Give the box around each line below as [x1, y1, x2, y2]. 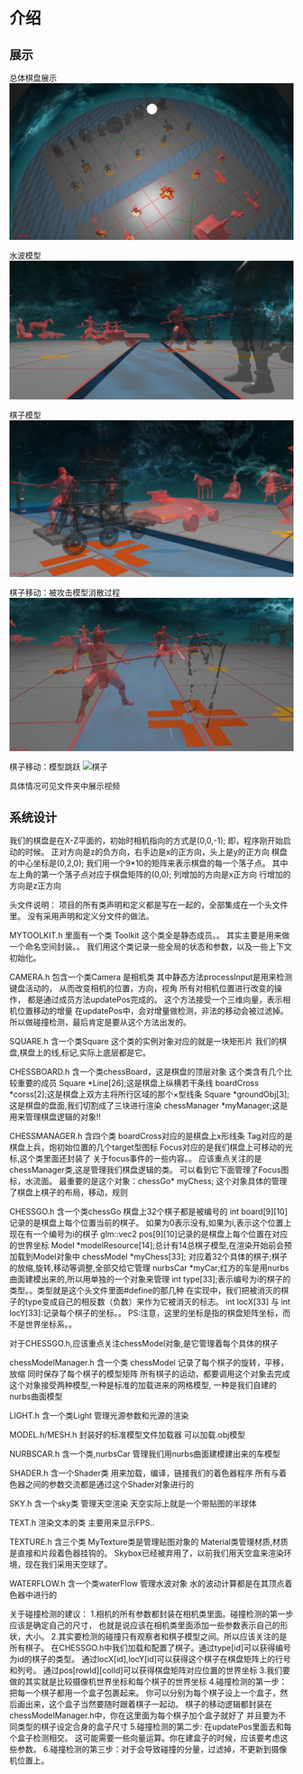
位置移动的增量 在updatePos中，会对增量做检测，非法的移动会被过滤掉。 [16, 1005, 289, 1016]
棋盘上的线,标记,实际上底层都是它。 [19, 1047, 151, 1058]
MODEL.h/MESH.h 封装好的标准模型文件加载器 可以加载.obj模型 [9, 1429, 246, 1439]
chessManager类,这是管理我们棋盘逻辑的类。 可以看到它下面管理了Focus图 [9, 1164, 289, 1175]
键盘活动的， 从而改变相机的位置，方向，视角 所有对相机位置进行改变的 [9, 982, 275, 993]
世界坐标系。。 [24, 1319, 77, 1329]
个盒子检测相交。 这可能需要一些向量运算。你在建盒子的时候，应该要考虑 [9, 1733, 280, 1743]
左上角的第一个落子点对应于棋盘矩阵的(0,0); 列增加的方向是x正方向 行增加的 [9, 869, 291, 879]
